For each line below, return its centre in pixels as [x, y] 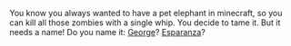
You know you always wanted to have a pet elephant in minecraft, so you [146, 13]
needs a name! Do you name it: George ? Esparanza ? [108, 32]
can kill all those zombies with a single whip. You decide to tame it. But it [145, 23]
